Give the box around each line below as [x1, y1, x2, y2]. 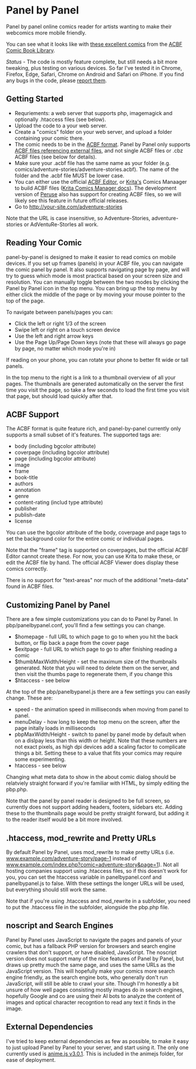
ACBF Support [6, 409, 60, 419]
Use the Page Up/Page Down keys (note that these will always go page [14, 338, 186, 345]
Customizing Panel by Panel [6, 600, 110, 610]
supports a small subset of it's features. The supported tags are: [6, 431, 161, 438]
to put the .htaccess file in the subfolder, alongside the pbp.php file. [6, 904, 170, 910]
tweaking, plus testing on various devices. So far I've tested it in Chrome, [6, 64, 183, 71]
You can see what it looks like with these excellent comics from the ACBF [6, 41, 183, 48]
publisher [14, 505, 38, 512]
